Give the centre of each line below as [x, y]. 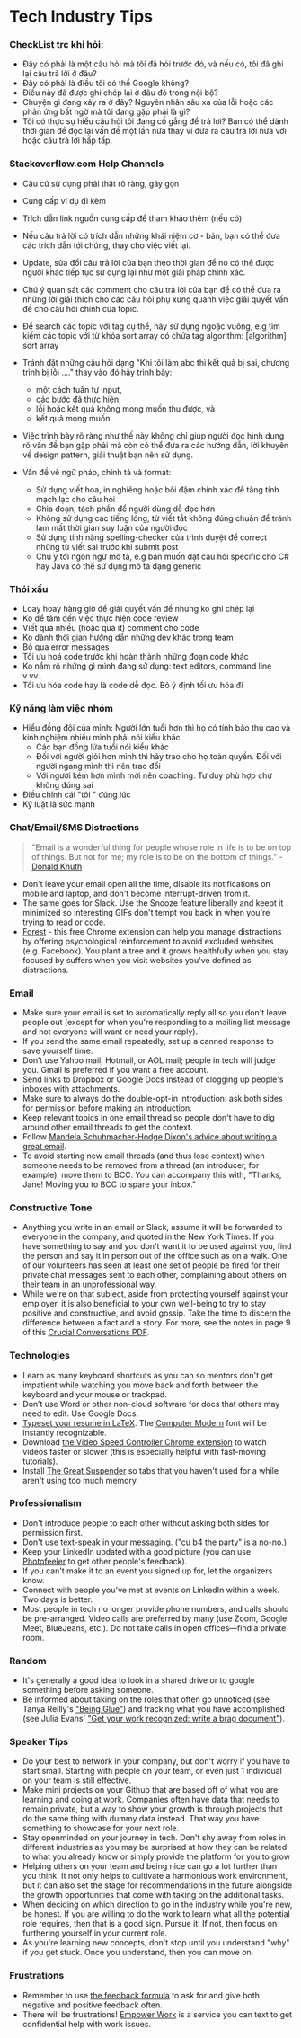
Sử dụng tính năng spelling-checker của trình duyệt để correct [151, 537]
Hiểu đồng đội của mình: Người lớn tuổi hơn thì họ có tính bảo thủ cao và [156, 728]
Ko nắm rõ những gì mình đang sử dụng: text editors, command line [147, 666]
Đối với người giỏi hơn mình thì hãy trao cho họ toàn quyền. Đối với [159, 757]
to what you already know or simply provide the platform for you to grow [156, 1856]
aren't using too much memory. [80, 1480]
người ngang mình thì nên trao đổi [98, 766]
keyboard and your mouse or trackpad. [95, 1394]
